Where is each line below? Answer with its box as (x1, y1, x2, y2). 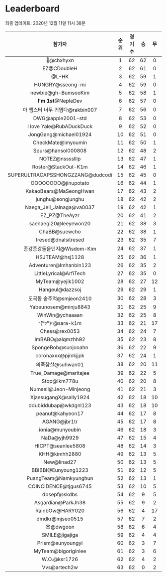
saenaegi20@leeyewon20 (29, 220, 91, 227)
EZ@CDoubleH (42, 65, 78, 72)
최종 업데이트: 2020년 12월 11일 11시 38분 (5, 20, 86, 26)
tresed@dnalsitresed (35, 236, 84, 243)
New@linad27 (43, 458, 77, 465)
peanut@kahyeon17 (36, 410, 84, 417)
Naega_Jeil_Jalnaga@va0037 (25, 204, 95, 211)
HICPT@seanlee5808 (34, 442, 85, 449)
